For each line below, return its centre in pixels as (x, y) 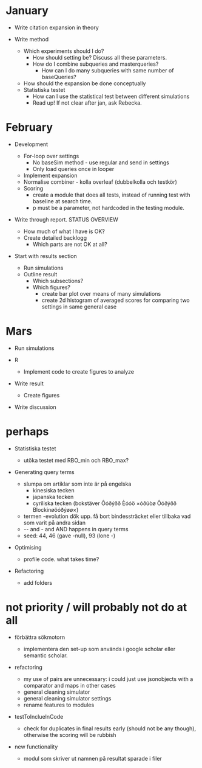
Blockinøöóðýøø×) (56, 509)
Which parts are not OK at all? (70, 244)
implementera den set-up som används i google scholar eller (99, 649)
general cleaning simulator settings (67, 698)
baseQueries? (59, 77)
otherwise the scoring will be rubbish (70, 735)
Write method (32, 39)
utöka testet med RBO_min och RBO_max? (76, 460)
